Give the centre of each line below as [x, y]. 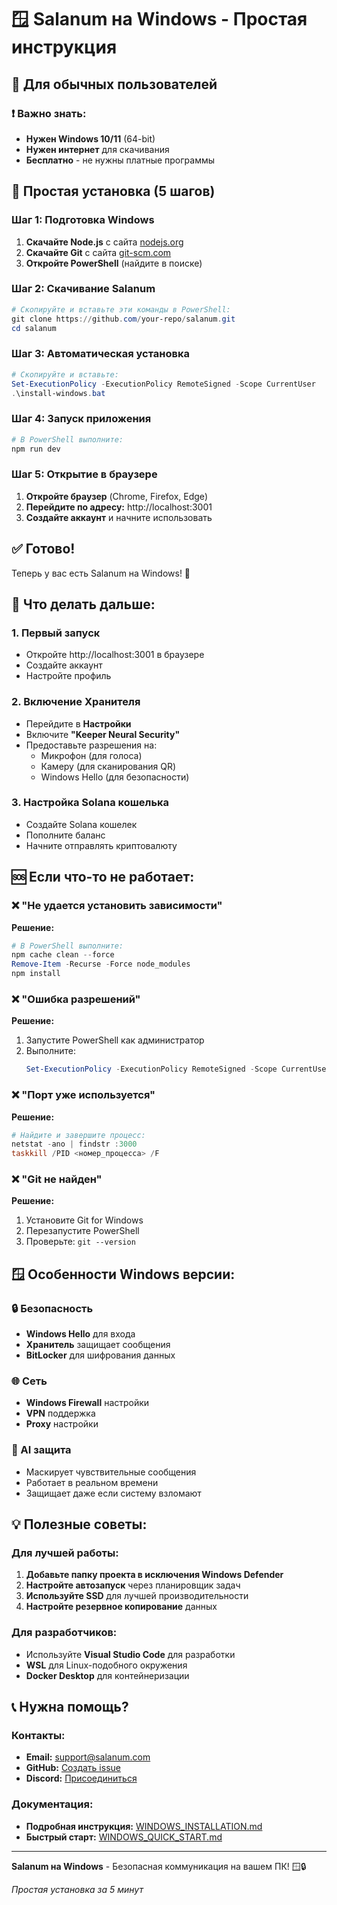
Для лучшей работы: [65, 1553]
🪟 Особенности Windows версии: [123, 1274]
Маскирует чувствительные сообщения [111, 1472]
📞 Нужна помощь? [70, 1707]
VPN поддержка [60, 1413]
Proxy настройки [62, 1424]
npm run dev [36, 449]
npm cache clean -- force [63, 955]
